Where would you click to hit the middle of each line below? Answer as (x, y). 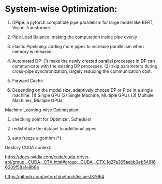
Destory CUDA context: (28, 147)
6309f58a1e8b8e (22, 167)
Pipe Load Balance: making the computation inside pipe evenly (74, 37)
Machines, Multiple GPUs (37, 100)
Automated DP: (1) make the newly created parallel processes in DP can (83, 61)
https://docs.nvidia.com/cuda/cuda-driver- (48, 157)
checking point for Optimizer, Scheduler (52, 119)
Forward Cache (27, 81)
